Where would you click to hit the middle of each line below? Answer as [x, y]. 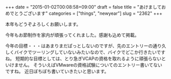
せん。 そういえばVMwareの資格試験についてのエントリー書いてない [90, 65]
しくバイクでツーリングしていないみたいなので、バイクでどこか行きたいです [86, 52]
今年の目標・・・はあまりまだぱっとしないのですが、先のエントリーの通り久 [86, 46]
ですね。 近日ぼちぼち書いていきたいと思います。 [57, 71]
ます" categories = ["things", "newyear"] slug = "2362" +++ [99, 13]
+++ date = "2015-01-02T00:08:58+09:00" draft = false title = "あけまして [83, 7]
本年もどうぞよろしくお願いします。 [43, 24]
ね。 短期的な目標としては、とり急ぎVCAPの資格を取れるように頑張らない [83, 59]
